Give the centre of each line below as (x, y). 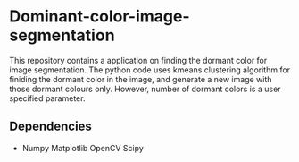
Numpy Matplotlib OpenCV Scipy (83, 148)
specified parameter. (47, 98)
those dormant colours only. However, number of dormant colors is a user (145, 89)
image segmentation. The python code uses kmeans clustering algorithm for (150, 70)
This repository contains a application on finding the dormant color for (138, 60)
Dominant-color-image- (100, 17)
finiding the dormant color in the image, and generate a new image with (141, 79)
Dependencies (50, 127)
